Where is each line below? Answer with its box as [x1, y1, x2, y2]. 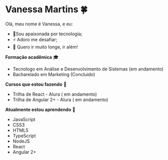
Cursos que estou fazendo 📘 [5, 81, 67, 87]
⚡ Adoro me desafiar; [12, 36, 58, 42]
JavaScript [12, 116, 36, 122]
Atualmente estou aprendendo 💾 [5, 106, 75, 112]
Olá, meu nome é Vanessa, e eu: [5, 20, 73, 27]
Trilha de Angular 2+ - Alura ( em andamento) [12, 96, 108, 103]
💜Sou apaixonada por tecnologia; [12, 31, 82, 37]
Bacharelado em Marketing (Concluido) [12, 71, 95, 77]
